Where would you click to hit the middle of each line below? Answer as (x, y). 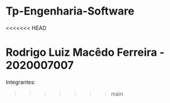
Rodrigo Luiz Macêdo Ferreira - (85, 52)
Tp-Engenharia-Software (70, 11)
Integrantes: (21, 82)
